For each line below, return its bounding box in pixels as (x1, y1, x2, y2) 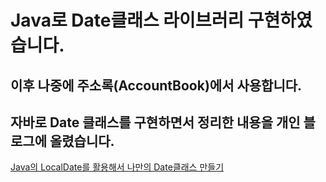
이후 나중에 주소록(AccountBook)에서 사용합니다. (10, 77, 303, 94)
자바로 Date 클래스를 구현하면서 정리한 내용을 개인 (10, 114, 301, 131)
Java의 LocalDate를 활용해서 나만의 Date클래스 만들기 (10, 161, 225, 173)
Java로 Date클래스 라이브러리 (10, 9, 245, 32)
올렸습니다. (49, 132, 115, 150)
